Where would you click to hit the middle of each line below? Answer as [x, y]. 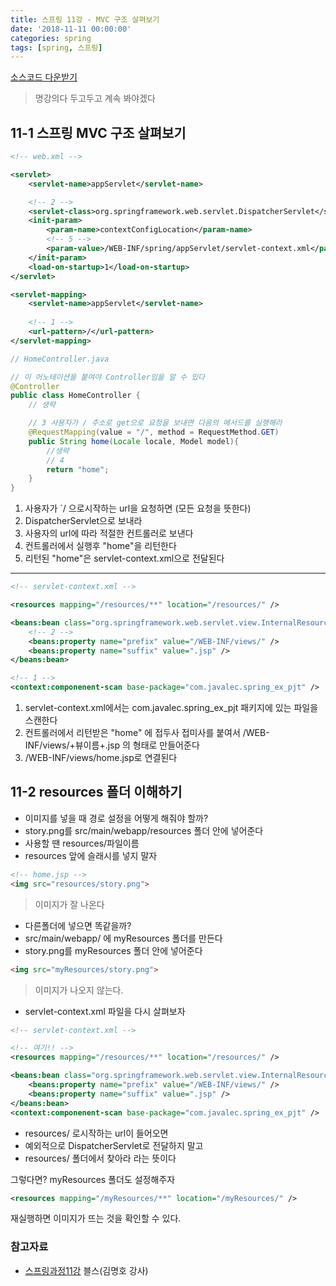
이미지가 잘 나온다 [69, 904]
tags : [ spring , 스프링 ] [56, 47]
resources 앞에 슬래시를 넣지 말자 [91, 855]
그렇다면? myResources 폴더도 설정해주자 [93, 1179]
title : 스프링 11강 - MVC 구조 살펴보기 [85, 19]
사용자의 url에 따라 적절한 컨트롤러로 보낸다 [109, 533]
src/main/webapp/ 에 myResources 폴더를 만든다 [123, 938]
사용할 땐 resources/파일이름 [82, 843]
